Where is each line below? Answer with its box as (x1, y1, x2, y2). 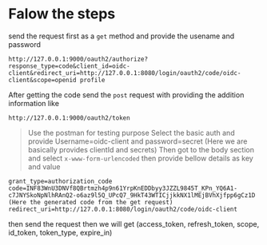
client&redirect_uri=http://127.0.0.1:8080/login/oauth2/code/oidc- (8, 69, 241, 77)
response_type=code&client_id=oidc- (8, 61, 130, 70)
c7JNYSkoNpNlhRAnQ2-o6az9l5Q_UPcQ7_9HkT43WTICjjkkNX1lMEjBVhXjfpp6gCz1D (8, 191, 256, 200)
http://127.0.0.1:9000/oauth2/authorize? (8, 55, 149, 63)
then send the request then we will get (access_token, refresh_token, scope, (8, 219, 260, 228)
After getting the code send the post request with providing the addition (8, 89, 245, 100)
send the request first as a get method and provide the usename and (8, 31, 235, 41)
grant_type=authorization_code (8, 177, 113, 185)
